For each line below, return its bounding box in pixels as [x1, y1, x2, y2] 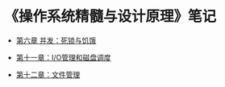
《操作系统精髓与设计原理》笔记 [4, 7, 217, 26]
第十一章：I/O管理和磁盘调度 [15, 52, 111, 62]
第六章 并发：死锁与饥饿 [15, 35, 97, 45]
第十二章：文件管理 [15, 69, 81, 79]
